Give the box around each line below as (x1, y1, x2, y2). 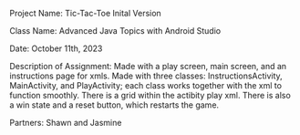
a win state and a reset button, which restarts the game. (9, 99, 220, 110)
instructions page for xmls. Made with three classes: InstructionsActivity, (9, 70, 283, 81)
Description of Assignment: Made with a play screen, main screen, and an (9, 61, 287, 71)
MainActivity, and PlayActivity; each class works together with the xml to (9, 80, 283, 90)
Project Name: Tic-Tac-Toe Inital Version (9, 8, 161, 18)
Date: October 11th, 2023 (9, 43, 103, 54)
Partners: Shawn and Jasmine (9, 118, 122, 128)
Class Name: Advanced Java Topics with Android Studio (9, 26, 222, 36)
